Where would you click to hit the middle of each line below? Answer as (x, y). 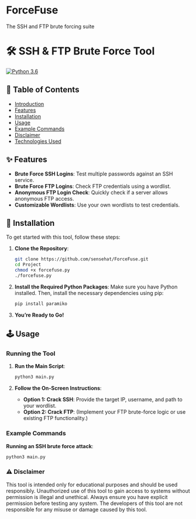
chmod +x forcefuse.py (42, 270)
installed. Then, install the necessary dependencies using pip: (89, 293)
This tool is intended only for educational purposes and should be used (92, 484)
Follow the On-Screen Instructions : (58, 388)
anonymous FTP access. (44, 198)
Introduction (29, 104)
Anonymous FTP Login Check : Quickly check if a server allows (91, 192)
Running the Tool (31, 353)
